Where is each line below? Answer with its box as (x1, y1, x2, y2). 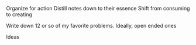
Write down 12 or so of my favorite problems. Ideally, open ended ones (6, 22, 177, 29)
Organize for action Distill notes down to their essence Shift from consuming (6, 5, 190, 12)
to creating (6, 11, 32, 18)
